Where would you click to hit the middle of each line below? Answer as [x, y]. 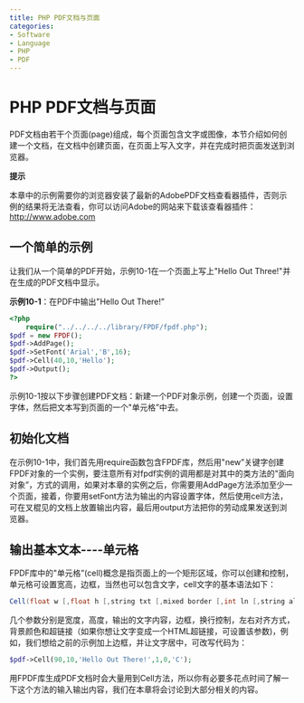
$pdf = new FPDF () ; [46, 336]
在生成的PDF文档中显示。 [57, 282]
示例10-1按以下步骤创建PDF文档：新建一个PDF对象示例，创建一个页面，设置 [152, 395]
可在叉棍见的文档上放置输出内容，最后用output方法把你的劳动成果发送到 [144, 507]
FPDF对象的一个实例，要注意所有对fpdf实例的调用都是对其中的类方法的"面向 [152, 473]
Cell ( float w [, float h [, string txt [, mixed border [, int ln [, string [147, 602]
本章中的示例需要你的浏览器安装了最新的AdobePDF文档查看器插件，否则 [144, 195]
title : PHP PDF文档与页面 [55, 18]
